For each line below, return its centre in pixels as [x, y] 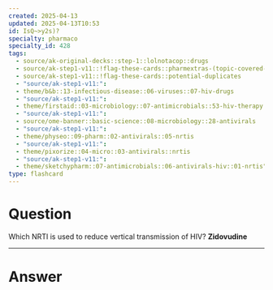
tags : [17, 53]
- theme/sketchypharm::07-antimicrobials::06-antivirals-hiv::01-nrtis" [141, 167]
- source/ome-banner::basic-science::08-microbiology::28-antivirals [136, 122]
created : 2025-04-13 [43, 16]
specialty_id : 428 [39, 46]
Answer [35, 277]
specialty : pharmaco [43, 38]
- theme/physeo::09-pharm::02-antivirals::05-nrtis [105, 136]
